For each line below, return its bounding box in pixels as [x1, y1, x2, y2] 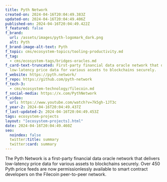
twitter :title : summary [9, 137, 59, 142]
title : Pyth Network [5, 7, 48, 12]
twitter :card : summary [9, 142, 57, 147]
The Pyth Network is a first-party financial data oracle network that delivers [5, 156, 160, 161]
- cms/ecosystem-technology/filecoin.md [9, 86, 94, 91]
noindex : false [9, 133, 41, 138]
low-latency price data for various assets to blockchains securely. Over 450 [5, 161, 161, 167]
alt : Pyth [9, 40, 30, 45]
